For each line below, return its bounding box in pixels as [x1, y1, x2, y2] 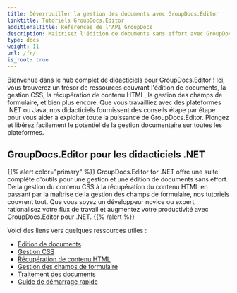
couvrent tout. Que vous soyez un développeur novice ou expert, [7, 197, 196, 205]
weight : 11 [7, 43, 39, 50]
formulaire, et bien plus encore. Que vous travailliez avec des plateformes [7, 98, 221, 107]
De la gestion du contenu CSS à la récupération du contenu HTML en [7, 182, 208, 191]
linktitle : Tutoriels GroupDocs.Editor [7, 17, 125, 24]
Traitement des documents [17, 270, 97, 278]
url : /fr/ [7, 50, 37, 57]
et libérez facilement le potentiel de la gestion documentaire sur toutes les [7, 121, 223, 129]
